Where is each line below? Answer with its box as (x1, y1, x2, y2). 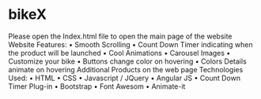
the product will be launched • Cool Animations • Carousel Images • (8, 48, 231, 57)
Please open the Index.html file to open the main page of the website (8, 31, 233, 41)
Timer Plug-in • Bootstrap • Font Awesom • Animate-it (8, 81, 186, 91)
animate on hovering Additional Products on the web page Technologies (8, 64, 244, 74)
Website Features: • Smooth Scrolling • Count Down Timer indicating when (8, 39, 253, 49)
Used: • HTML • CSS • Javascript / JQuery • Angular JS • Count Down (8, 73, 241, 82)
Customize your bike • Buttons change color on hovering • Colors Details (8, 57, 247, 66)
